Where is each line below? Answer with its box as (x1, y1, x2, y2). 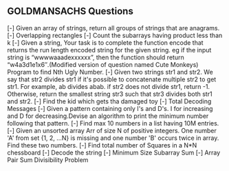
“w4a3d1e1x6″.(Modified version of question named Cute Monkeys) (7, 60, 199, 68)
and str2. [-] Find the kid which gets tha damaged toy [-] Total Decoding (7, 97, 212, 105)
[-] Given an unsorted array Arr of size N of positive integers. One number (7, 126, 217, 134)
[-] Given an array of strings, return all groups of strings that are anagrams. (7, 23, 220, 32)
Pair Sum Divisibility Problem (7, 155, 89, 164)
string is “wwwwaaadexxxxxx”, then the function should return (7, 53, 184, 61)
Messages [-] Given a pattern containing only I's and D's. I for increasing (7, 104, 213, 112)
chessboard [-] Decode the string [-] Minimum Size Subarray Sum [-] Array (7, 148, 221, 157)
